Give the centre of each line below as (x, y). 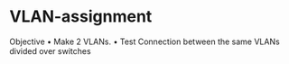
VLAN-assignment (81, 17)
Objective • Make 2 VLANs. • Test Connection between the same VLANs (144, 41)
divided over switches (51, 50)
